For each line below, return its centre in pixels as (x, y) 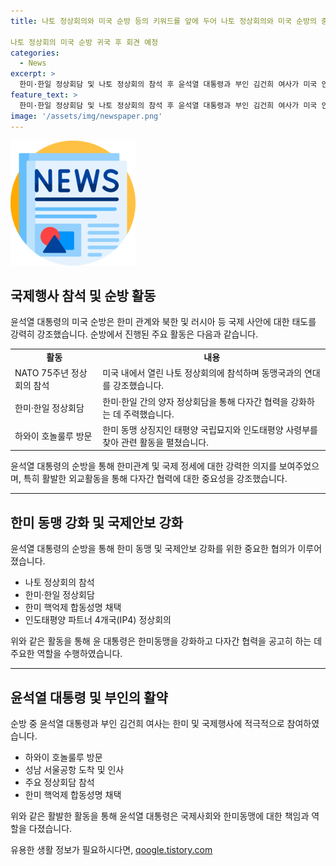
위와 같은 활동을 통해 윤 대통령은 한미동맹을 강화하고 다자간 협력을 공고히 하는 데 (166, 641)
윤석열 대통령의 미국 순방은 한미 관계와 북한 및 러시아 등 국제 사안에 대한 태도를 (163, 322)
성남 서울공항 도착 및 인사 (74, 769)
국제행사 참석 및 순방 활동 (83, 295)
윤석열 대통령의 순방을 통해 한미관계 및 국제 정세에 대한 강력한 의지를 (143, 466)
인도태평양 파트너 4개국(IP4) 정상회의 (98, 620)
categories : (35, 53)
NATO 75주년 (42, 373)
